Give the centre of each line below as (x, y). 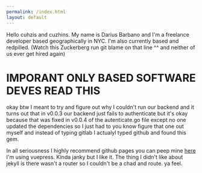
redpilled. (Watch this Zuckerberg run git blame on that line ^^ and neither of (101, 47)
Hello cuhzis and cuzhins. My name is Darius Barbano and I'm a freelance (98, 34)
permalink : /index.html (36, 12)
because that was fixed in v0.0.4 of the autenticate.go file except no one (96, 120)
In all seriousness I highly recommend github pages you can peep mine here (101, 151)
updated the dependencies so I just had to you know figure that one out (95, 126)
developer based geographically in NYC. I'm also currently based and (93, 41)
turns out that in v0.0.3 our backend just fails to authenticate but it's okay (97, 114)
